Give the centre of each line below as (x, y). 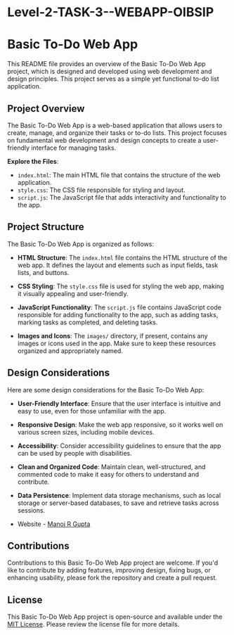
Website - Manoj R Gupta (54, 524)
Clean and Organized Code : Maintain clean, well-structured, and (111, 467)
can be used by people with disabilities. (74, 453)
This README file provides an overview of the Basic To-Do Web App (106, 64)
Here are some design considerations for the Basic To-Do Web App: (106, 390)
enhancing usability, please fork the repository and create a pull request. (112, 578)
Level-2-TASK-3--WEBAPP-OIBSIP (111, 12)
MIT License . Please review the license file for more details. (93, 624)
